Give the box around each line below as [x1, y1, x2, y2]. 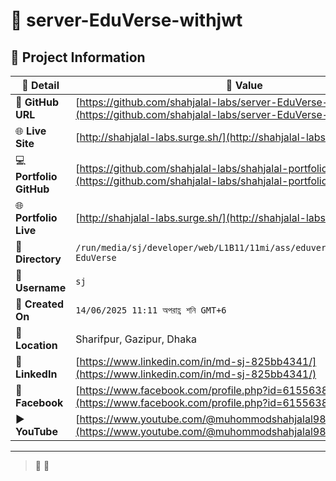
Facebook [15, 396, 64, 409]
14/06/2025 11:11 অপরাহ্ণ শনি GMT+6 [75, 304, 227, 316]
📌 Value [225, 79, 263, 92]
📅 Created [15, 297, 65, 311]
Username [15, 281, 67, 294]
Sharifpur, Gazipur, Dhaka [75, 332, 198, 346]
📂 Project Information [10, 49, 146, 66]
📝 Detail [21, 79, 60, 92]
